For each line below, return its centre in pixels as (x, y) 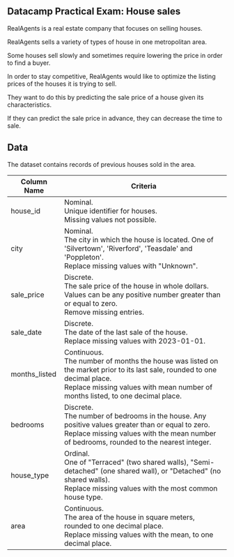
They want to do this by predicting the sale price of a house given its (106, 97)
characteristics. (30, 105)
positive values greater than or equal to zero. (137, 424)
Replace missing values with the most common (141, 488)
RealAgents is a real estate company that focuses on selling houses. (105, 28)
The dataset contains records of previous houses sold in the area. (102, 164)
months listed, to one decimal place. (123, 396)
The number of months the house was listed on (141, 361)
